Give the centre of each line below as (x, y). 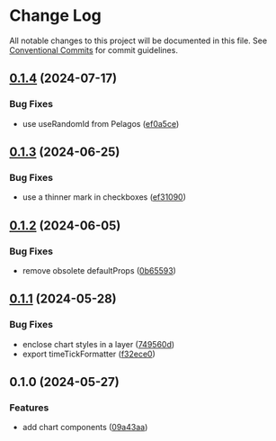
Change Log (55, 16)
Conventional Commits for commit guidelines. (93, 49)
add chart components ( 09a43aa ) (85, 427)
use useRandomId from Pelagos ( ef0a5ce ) (101, 123)
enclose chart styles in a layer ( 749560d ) (98, 344)
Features (29, 408)
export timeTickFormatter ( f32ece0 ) (89, 354)
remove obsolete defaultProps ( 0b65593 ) (99, 270)
